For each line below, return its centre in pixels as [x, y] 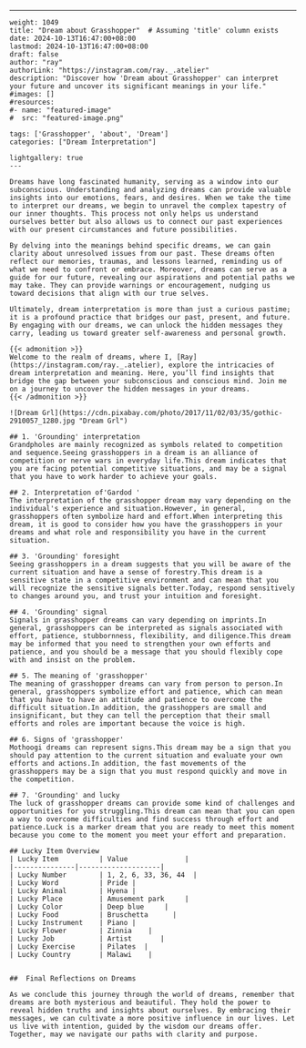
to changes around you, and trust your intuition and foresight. [136, 596]
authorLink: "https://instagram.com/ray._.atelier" [109, 70]
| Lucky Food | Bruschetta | [93, 915]
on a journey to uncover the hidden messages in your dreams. [130, 389]
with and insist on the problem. [73, 660]
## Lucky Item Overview [55, 851]
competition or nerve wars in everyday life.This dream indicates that [148, 461]
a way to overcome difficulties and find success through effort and [144, 819]
